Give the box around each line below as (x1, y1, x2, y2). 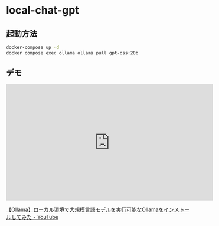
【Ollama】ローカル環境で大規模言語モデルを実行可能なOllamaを (6, 206, 164, 213)
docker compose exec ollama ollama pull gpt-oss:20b (6, 50, 139, 56)
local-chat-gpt (6, 4, 80, 17)
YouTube (37, 213, 59, 220)
